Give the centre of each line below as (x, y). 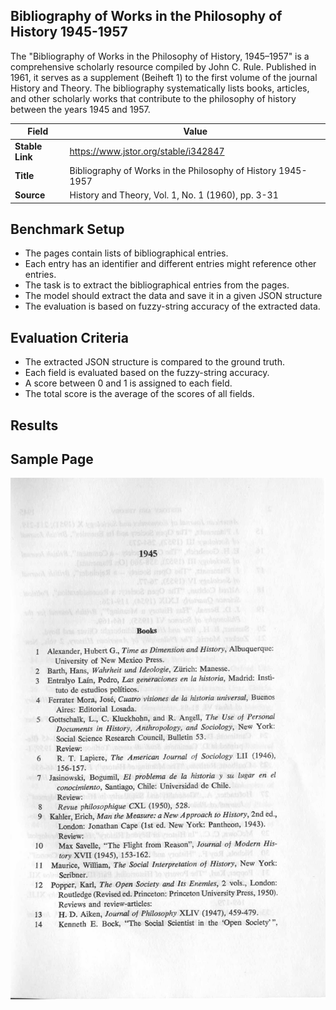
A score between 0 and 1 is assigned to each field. (128, 383)
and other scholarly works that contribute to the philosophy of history (153, 98)
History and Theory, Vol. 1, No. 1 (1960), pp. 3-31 (174, 195)
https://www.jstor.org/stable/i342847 (147, 151)
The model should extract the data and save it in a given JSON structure (173, 296)
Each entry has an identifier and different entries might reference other (170, 264)
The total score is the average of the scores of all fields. (139, 394)
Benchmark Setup (67, 229)
